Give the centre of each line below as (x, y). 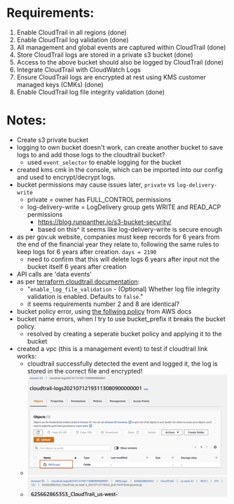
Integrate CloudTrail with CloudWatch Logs (79, 69)
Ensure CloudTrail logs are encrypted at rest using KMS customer (111, 77)
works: (26, 356)
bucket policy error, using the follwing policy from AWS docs (104, 311)
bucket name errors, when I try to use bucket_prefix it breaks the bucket (121, 319)
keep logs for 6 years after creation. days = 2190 (87, 251)
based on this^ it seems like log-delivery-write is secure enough (130, 229)
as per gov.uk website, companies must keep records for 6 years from (118, 237)
